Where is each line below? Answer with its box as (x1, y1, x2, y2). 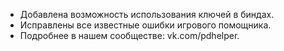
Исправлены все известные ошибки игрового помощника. (19, 19, 272, 31)
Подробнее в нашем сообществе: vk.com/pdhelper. (19, 30, 240, 41)
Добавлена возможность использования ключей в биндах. (19, 9, 275, 20)
